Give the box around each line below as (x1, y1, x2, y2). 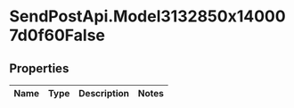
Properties (9, 61, 69, 76)
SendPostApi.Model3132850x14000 (9, 6, 287, 27)
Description (78, 87, 129, 99)
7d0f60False (9, 25, 105, 46)
